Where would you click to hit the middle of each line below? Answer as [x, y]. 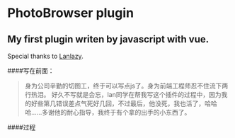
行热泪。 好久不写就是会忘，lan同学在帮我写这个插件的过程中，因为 [123, 94]
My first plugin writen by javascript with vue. [108, 39]
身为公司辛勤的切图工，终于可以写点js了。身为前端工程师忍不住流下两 [126, 86]
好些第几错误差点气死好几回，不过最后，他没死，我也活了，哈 [121, 103]
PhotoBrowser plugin [71, 13]
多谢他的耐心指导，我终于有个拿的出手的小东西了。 [116, 112]
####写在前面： [31, 71]
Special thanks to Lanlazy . [45, 56]
